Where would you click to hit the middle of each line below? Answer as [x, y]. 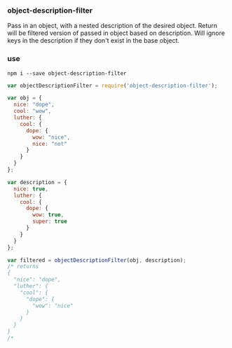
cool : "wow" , [33, 111]
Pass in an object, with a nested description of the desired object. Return [112, 26]
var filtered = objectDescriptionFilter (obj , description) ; [97, 260]
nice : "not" [50, 144]
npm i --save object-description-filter [67, 73]
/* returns [23, 267]
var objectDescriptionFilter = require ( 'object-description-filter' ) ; [112, 85]
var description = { [37, 182]
